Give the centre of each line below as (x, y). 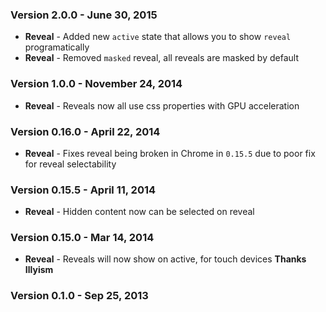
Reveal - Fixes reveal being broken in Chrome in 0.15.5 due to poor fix (170, 153)
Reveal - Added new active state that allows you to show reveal (158, 37)
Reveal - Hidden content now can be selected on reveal (139, 212)
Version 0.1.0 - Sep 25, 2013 (79, 296)
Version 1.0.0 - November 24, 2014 (96, 84)
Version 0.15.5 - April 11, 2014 (83, 190)
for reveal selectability (70, 164)
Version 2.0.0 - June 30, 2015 (84, 15)
